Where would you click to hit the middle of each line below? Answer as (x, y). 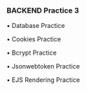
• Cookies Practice (34, 39)
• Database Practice (36, 26)
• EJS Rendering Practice (43, 80)
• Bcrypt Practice (32, 53)
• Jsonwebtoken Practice (43, 66)
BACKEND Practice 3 (43, 10)
